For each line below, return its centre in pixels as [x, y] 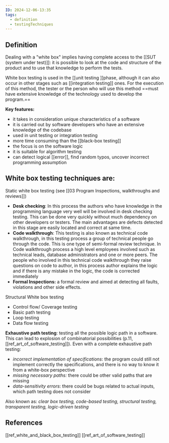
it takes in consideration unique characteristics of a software [76, 119]
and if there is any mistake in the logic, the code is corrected [76, 271]
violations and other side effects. [47, 287]
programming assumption [40, 162]
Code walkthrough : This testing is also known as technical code [80, 233]
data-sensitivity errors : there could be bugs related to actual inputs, [84, 386]
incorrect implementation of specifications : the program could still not [86, 359]
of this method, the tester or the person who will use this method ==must [82, 89]
